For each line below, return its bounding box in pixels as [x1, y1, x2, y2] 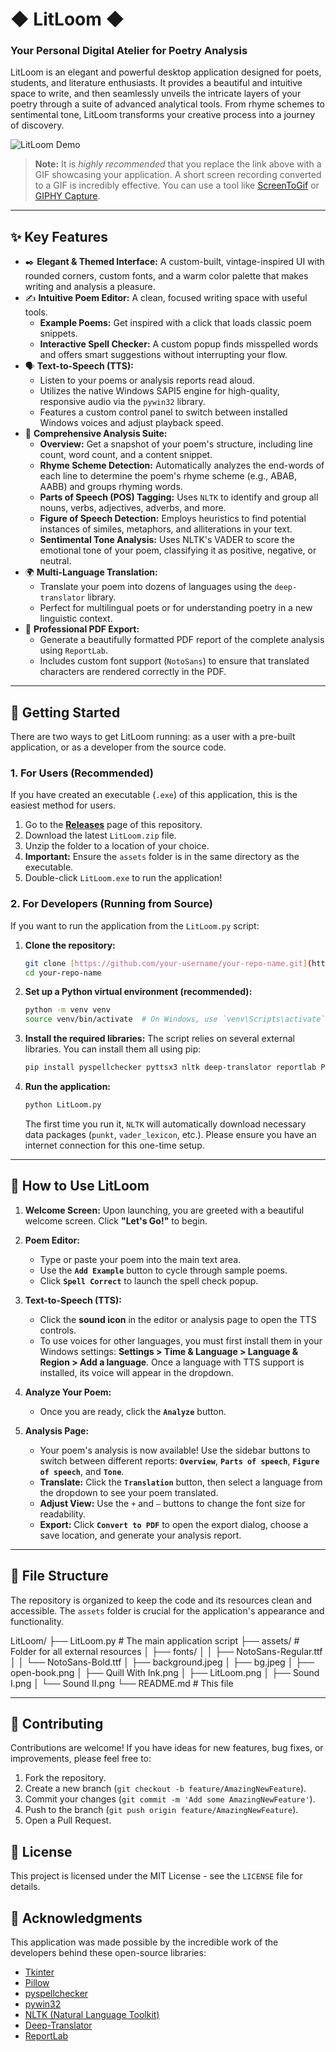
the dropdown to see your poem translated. [39, 1486, 219, 1498]
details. [10, 1881, 41, 1893]
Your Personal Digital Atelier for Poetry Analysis [10, 44, 248, 58]
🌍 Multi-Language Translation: [24, 566, 158, 578]
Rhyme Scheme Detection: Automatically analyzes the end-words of [39, 459, 325, 472]
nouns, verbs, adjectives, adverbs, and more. [39, 502, 227, 514]
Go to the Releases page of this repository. [24, 819, 203, 831]
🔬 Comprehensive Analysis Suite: [24, 428, 168, 440]
